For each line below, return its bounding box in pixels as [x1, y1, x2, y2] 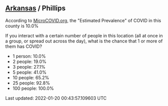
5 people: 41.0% [12, 69, 47, 75]
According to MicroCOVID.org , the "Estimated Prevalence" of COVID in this [5, 17, 161, 23]
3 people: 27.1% [12, 64, 46, 70]
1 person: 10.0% [12, 53, 46, 59]
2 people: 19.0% [12, 58, 47, 65]
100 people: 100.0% [12, 85, 54, 91]
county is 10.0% [5, 23, 39, 29]
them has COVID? [5, 43, 42, 49]
